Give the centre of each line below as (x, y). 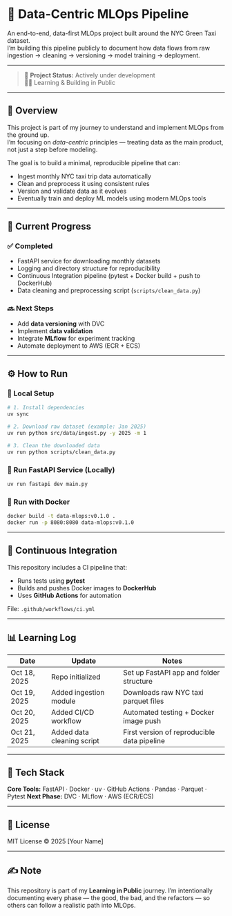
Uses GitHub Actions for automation (69, 595)
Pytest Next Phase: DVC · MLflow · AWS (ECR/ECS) (80, 796)
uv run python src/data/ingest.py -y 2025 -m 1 (77, 433)
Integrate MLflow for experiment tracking (76, 338)
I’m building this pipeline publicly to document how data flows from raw (109, 48)
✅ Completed (30, 246)
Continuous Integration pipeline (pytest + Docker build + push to (109, 276)
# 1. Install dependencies (46, 408)
